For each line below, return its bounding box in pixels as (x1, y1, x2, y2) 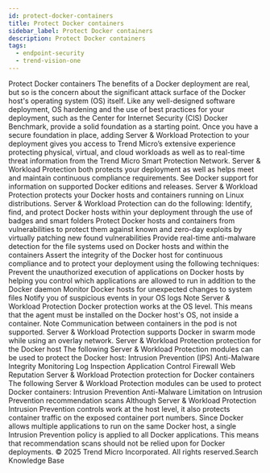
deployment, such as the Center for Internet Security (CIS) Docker (8, 113, 228, 122)
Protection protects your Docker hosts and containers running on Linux (8, 190, 244, 200)
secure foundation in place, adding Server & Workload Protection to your (8, 130, 250, 139)
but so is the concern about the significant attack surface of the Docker (8, 87, 246, 97)
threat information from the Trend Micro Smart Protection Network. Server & (8, 156, 261, 165)
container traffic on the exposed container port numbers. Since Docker (8, 413, 244, 422)
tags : (8, 42, 27, 50)
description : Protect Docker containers (8, 34, 147, 43)
